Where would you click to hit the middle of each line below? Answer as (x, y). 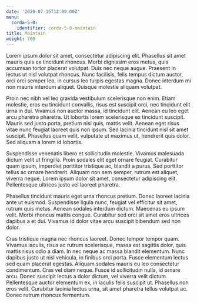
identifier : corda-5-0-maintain (56, 28)
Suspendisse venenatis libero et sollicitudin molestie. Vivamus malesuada (95, 153)
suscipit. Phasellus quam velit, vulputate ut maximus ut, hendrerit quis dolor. (98, 136)
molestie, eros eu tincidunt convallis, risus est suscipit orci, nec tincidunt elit (98, 104)
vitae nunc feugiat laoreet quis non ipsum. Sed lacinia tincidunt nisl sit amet (97, 129)
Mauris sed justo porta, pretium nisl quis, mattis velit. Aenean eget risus (93, 123)
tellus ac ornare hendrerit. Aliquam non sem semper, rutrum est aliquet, (92, 172)
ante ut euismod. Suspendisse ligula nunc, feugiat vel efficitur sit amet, (92, 202)
